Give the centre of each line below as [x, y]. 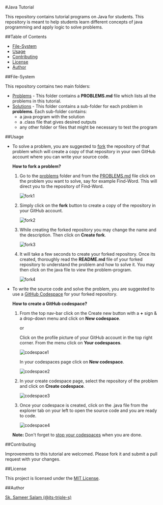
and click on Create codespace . [52, 386]
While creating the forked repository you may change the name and [88, 230]
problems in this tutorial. [37, 101]
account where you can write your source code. [61, 157]
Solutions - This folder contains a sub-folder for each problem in [77, 106]
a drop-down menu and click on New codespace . [70, 318]
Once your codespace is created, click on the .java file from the [84, 405]
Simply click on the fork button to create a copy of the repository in [88, 205]
